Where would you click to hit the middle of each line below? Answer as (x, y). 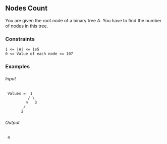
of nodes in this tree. (27, 26)
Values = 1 (20, 94)
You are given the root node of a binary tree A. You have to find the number (83, 20)
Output (13, 122)
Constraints (20, 39)
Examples (18, 67)
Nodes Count (26, 8)
